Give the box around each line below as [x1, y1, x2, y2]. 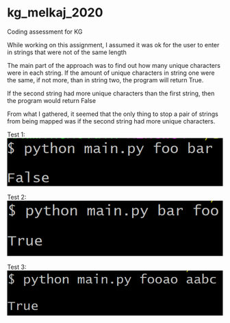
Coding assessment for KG [7, 27, 83, 36]
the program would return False [7, 96, 97, 104]
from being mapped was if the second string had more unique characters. [7, 117, 216, 125]
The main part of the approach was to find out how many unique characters [7, 61, 221, 69]
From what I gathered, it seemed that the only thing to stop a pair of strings [7, 110, 219, 118]
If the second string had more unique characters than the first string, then [7, 89, 215, 97]
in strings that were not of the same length [7, 48, 127, 56]
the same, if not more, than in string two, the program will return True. [7, 75, 204, 84]
